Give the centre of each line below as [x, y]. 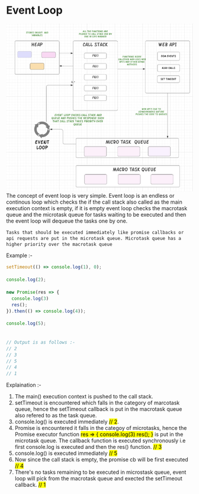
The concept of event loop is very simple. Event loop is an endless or [90, 196]
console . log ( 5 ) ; [26, 324]
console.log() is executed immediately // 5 [66, 453]
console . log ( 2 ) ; [26, 280]
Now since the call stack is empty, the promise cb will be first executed [101, 460]
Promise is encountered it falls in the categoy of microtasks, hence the [101, 428]
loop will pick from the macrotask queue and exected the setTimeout [98, 479]
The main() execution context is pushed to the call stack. [84, 397]
